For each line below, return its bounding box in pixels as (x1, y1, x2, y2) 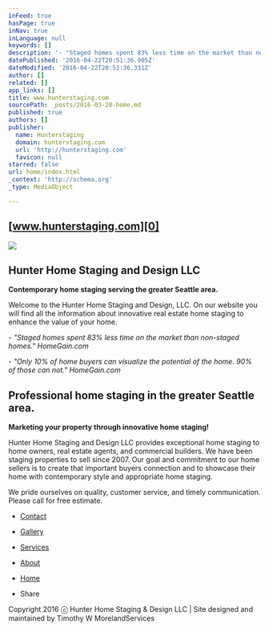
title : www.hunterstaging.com (8, 94, 110, 102)
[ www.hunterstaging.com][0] (8, 219, 160, 233)
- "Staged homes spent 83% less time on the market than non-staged (8, 333, 240, 343)
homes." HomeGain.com (8, 341, 90, 351)
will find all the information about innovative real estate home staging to (8, 309, 244, 319)
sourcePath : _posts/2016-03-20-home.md (8, 101, 142, 109)
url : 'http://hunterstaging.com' (15, 146, 127, 154)
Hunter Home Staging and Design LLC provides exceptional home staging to (8, 438, 260, 448)
